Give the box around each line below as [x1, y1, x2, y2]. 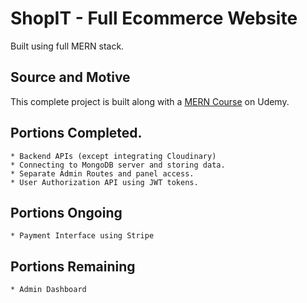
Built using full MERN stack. [10, 40, 125, 52]
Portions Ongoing [10, 204, 123, 221]
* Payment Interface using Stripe [10, 231, 155, 241]
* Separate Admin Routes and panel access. [10, 168, 195, 179]
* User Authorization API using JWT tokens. [10, 177, 199, 187]
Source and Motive [10, 69, 131, 86]
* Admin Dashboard [10, 285, 87, 295]
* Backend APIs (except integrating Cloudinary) [10, 151, 217, 161]
